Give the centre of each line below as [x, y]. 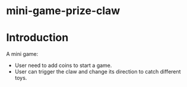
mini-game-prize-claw [63, 11]
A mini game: [22, 54]
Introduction [37, 38]
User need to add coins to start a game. [63, 65]
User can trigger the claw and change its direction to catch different [98, 72]
